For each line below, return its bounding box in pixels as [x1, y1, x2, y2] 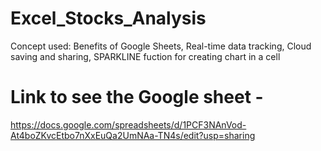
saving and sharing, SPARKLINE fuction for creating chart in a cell [10, 50, 281, 62]
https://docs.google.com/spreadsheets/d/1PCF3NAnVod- [10, 118, 247, 131]
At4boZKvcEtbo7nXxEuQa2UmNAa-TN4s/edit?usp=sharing [10, 129, 256, 141]
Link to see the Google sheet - [10, 86, 264, 109]
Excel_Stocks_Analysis [10, 7, 207, 30]
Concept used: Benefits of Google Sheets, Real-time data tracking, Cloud [10, 40, 312, 52]
